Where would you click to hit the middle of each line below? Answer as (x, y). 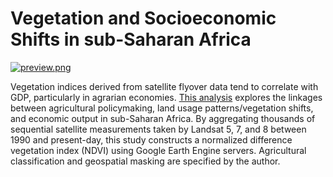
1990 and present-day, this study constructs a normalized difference (151, 139)
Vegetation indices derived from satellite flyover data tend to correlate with (164, 86)
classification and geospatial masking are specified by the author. (145, 161)
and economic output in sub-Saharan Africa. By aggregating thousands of (163, 118)
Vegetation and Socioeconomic (143, 18)
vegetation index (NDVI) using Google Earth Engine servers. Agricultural (158, 150)
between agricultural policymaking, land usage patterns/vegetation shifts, (162, 108)
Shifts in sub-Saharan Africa (131, 39)
